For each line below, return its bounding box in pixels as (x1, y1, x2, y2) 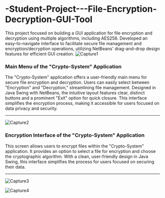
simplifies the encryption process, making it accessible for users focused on (5, 100, 160, 106)
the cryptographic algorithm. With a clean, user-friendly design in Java (5, 153, 148, 159)
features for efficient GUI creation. (5, 50, 75, 57)
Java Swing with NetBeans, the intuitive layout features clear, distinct (5, 90, 145, 96)
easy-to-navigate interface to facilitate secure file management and (5, 40, 142, 46)
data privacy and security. (5, 105, 58, 111)
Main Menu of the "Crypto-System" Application (5, 63, 122, 70)
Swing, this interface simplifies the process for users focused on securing (5, 158, 155, 165)
